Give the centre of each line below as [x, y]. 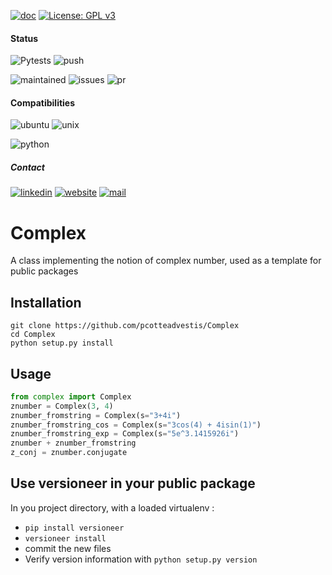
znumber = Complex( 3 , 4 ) [62, 406]
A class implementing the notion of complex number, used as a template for [166, 261]
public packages [44, 271]
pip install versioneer [74, 528]
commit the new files [68, 548]
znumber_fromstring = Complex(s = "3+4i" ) [96, 415]
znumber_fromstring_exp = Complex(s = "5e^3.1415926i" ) [125, 434]
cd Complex [33, 335]
